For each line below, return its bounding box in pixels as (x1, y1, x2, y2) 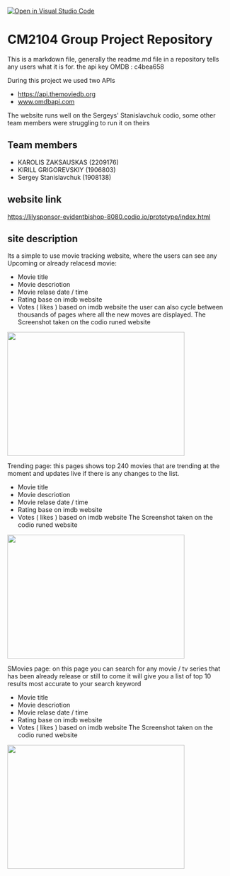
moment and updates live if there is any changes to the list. (7, 470, 180, 478)
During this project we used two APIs (7, 76, 115, 84)
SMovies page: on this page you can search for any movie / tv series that (7, 664, 221, 673)
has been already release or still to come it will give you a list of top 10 (7, 672, 212, 681)
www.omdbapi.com (17, 97, 75, 106)
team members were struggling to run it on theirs (7, 118, 150, 127)
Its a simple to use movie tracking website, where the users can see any (7, 251, 217, 260)
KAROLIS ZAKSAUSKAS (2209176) (17, 158, 119, 166)
